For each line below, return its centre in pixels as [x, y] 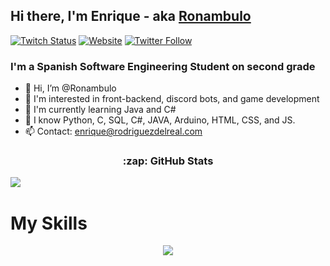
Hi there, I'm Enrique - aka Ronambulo [131, 16]
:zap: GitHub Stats [168, 161]
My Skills [49, 223]
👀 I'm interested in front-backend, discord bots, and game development [172, 99]
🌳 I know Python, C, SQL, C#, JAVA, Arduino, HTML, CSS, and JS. [160, 120]
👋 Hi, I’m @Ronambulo [70, 88]
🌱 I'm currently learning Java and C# [100, 110]
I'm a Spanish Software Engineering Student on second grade [163, 66]
